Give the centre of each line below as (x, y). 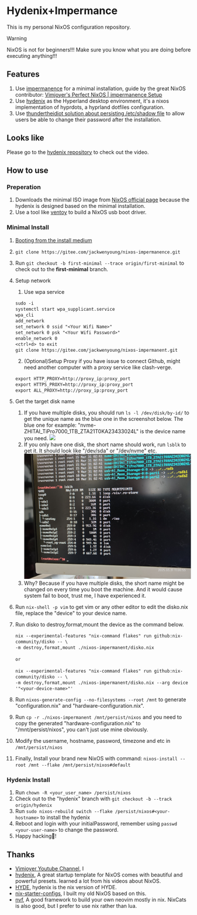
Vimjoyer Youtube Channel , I (49, 868)
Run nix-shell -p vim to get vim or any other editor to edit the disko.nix (102, 606)
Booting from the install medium (53, 240)
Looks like (25, 138)
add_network (30, 321)
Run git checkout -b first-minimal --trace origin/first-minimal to (100, 263)
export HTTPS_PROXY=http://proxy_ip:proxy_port (74, 385)
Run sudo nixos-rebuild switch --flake (64, 811)
